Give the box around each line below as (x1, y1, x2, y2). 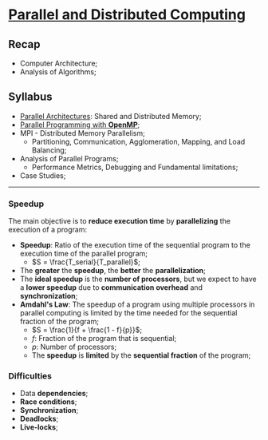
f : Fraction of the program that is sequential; (31, 334, 177, 343)
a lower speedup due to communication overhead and (19, 283, 203, 292)
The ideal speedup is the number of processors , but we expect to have (19, 274, 257, 284)
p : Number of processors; (31, 342, 117, 352)
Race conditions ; (19, 397, 77, 406)
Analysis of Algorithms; (19, 67, 97, 77)
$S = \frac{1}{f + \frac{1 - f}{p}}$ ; (31, 325, 142, 335)
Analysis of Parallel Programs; (19, 153, 119, 163)
